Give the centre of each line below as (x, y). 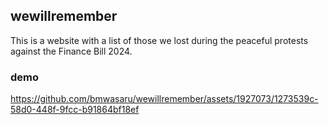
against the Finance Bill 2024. (71, 51)
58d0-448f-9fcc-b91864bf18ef (75, 110)
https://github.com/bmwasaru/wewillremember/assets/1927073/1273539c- (164, 99)
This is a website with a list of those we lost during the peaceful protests (159, 40)
